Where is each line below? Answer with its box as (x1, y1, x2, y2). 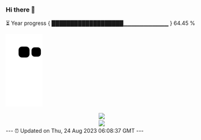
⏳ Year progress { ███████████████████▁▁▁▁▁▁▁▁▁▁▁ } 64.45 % (5, 19, 196, 27)
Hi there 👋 (5, 5, 36, 14)
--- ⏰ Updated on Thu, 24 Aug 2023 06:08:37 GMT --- (5, 127, 144, 135)
